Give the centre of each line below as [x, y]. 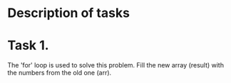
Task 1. [28, 46]
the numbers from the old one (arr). [60, 73]
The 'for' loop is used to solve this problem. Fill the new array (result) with [116, 65]
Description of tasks [69, 13]
